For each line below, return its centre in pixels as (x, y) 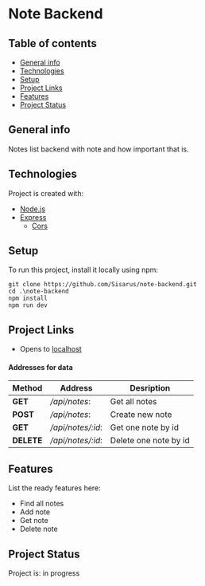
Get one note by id (144, 427)
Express (33, 217)
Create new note (141, 415)
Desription (150, 388)
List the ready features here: (54, 488)
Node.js (33, 209)
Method (27, 388)
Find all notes (42, 504)
